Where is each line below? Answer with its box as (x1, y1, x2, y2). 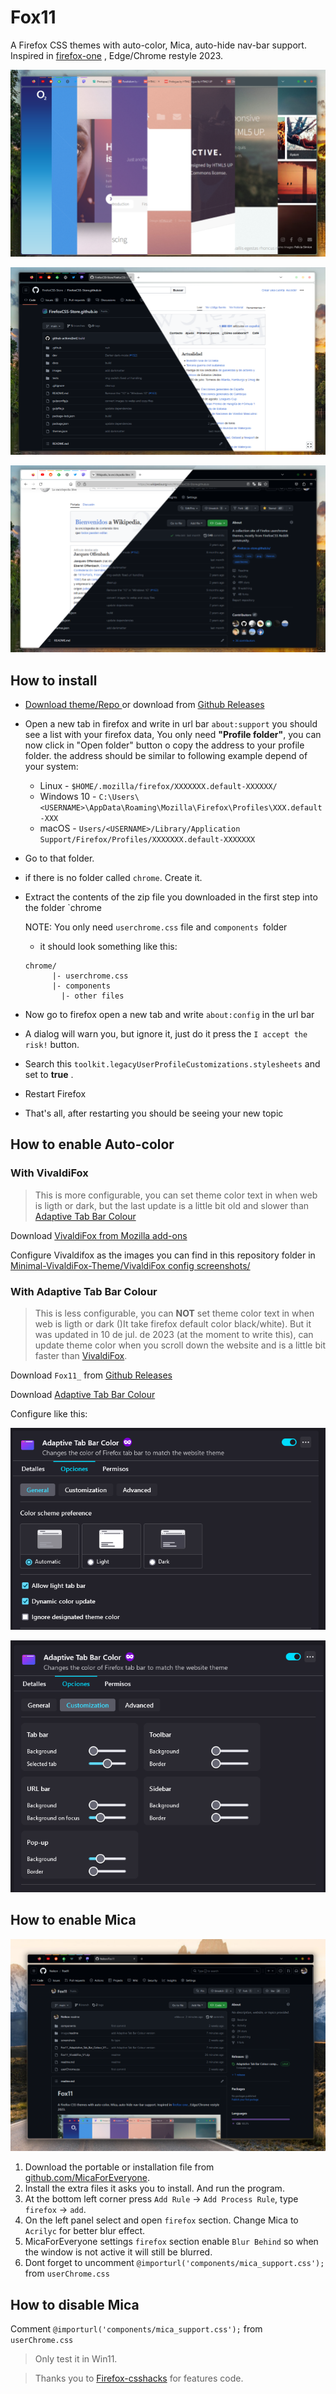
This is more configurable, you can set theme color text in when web (34, 1189, 318, 1201)
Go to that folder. (24, 852, 95, 864)
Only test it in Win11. (34, 2353, 118, 2365)
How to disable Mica (10, 2296, 140, 2313)
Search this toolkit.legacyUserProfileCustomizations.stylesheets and (24, 1057, 321, 1070)
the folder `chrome (24, 901, 102, 913)
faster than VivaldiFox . (34, 1349, 128, 1361)
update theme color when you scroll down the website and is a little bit (34, 1339, 326, 1351)
